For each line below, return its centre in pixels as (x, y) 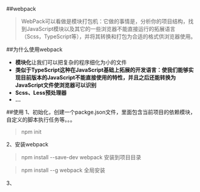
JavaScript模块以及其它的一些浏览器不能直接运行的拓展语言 (101, 29)
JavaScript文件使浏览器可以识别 (56, 85)
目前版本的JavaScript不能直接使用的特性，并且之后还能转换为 (98, 77)
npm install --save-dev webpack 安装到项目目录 (81, 157)
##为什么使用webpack (34, 49)
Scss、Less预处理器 (41, 93)
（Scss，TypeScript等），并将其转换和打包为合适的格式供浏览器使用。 (108, 36)
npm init (31, 132)
